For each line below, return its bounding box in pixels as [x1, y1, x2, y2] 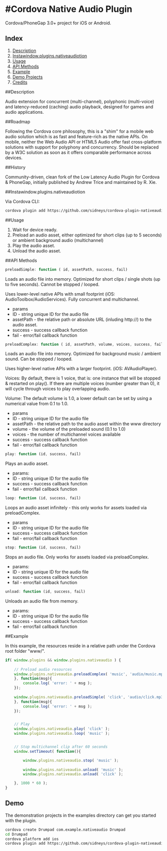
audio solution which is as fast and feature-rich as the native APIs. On [5, 133, 148, 140]
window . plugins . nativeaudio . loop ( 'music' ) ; [14, 731, 110, 736]
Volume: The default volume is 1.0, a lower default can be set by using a [5, 395, 152, 401]
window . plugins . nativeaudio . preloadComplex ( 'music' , [14, 672, 128, 677]
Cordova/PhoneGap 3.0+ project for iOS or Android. [5, 20, 111, 26]
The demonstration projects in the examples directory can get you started [5, 812, 157, 818]
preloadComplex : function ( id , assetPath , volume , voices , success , [5, 342, 153, 347]
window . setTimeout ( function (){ [14, 749, 81, 754]
